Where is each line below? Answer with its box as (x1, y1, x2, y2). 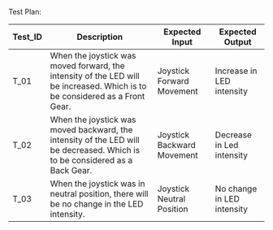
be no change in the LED (50, 198, 144, 210)
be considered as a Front (50, 91, 145, 102)
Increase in (214, 65, 258, 76)
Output (223, 37, 252, 47)
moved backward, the (50, 124, 133, 135)
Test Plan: (8, 7, 42, 16)
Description (76, 32, 123, 42)
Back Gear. (50, 165, 93, 176)
